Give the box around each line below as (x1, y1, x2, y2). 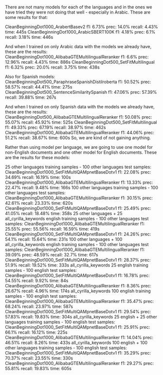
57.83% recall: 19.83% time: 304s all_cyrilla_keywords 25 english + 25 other (5, 314, 157, 320)
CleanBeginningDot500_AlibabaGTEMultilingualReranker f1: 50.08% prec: (5, 114, 152, 120)
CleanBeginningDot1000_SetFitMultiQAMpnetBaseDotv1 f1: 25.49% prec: (5, 205, 151, 211)
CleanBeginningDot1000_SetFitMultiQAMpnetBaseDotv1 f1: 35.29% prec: (5, 350, 151, 356)
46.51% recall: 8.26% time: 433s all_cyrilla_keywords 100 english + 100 (5, 340, 147, 345)
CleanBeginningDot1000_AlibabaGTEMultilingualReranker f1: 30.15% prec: (5, 195, 153, 201)
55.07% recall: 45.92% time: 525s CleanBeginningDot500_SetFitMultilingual (5, 119, 157, 125)
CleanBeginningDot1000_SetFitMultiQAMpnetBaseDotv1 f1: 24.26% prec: (5, 231, 151, 237)
